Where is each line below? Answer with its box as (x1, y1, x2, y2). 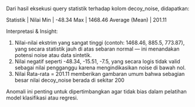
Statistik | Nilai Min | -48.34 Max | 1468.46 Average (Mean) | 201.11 (6, 16, 167, 23)
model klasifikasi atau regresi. (6, 94, 78, 101)
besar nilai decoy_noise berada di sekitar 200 (14, 76, 125, 83)
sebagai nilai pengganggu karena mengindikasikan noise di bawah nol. (14, 64, 186, 71)
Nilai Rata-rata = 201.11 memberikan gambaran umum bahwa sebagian (14, 71, 185, 77)
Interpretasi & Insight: (6, 28, 58, 35)
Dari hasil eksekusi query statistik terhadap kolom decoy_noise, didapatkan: (6, 5, 190, 12)
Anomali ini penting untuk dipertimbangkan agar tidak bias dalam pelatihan (6, 88, 187, 95)
